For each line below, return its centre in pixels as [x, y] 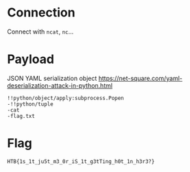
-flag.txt [21, 116]
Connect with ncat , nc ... [40, 32]
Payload [31, 59]
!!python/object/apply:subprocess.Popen [66, 98]
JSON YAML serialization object [52, 78]
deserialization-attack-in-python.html [60, 85]
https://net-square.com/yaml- [141, 78]
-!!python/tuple [30, 104]
